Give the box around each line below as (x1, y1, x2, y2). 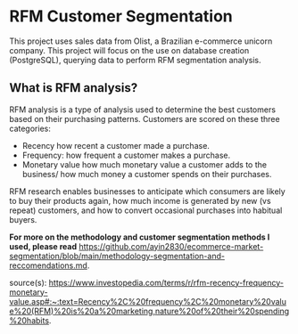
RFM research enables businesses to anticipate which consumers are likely (9, 185, 286, 197)
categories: (9, 123, 51, 134)
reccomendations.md (9, 260, 87, 271)
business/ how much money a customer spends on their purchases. (21, 168, 272, 179)
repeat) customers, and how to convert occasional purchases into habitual (9, 205, 283, 216)
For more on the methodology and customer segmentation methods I (9, 232, 270, 242)
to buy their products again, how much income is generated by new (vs (9, 195, 271, 206)
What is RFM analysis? (9, 80, 138, 95)
